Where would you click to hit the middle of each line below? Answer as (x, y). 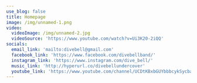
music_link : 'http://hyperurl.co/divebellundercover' (78, 66)
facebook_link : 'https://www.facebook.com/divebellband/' (84, 55)
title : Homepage (26, 17)
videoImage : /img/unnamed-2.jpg (51, 33)
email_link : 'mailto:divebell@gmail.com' (63, 50)
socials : (17, 44)
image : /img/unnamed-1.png (39, 22)
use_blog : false (26, 11)
